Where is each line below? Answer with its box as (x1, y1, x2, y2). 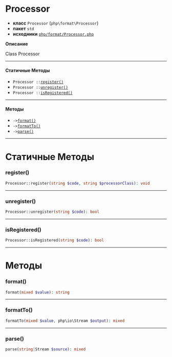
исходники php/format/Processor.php (12, 31, 94, 37)
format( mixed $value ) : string (5, 289, 70, 295)
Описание (5, 40, 28, 47)
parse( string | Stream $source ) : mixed (5, 346, 86, 352)
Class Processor (5, 51, 40, 57)
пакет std (12, 25, 34, 31)
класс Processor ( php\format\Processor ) (12, 20, 99, 26)
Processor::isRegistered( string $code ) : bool (5, 238, 104, 243)
